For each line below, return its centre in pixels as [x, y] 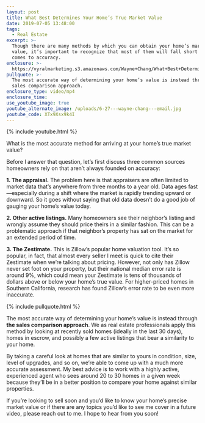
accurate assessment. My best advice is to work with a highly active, [93, 369]
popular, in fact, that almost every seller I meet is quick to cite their [90, 256]
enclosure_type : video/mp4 [41, 92]
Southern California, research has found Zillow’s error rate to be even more [100, 289]
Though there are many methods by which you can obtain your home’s [101, 46]
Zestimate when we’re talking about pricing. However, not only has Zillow [98, 262]
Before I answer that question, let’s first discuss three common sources [96, 162]
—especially [22, 193]
